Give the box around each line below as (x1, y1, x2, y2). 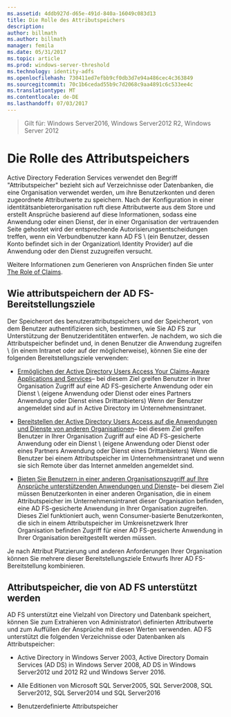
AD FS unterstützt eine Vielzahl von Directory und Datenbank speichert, (7, 611, 212, 619)
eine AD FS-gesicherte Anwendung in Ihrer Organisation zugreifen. (17, 504, 209, 512)
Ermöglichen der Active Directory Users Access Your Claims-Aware (17, 367, 210, 375)
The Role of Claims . (7, 268, 64, 276)
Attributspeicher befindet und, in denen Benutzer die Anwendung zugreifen (7, 339, 222, 347)
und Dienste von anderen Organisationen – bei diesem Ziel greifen (17, 425, 204, 433)
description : (7, 23, 45, 30)
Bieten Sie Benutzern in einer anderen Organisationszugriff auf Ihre (17, 474, 209, 483)
